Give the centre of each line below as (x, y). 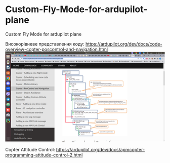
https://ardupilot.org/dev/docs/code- (124, 44)
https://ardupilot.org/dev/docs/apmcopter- (100, 150)
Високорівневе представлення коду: (45, 44)
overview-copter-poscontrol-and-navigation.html (56, 49)
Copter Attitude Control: (30, 150)
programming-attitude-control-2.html (44, 155)
